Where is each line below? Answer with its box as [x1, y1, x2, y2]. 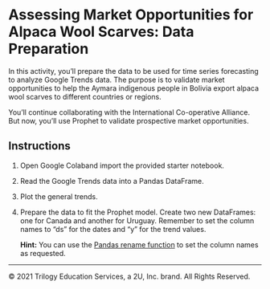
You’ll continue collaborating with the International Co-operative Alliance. [8, 107, 251, 117]
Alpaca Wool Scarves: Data [8, 22, 194, 41]
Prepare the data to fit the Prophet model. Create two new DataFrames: [19, 207, 256, 217]
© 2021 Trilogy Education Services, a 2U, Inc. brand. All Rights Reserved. [8, 271, 251, 281]
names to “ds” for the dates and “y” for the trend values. [19, 224, 207, 234]
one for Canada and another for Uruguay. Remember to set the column [19, 215, 255, 226]
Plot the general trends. [19, 191, 98, 201]
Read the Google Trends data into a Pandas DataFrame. [19, 176, 205, 185]
